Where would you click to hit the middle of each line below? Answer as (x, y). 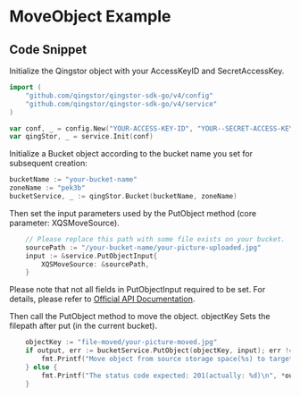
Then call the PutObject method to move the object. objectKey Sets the (140, 317)
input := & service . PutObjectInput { (92, 256)
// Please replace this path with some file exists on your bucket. (155, 239)
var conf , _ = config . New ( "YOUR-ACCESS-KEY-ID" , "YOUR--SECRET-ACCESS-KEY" (153, 128)
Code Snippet (48, 50)
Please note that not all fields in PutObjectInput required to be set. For (137, 290)
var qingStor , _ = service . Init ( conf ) (81, 137)
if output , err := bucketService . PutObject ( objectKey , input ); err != (159, 351)
